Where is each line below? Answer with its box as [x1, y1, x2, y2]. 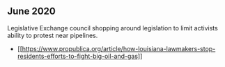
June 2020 [7, 6, 56, 17]
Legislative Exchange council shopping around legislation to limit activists [7, 23, 218, 32]
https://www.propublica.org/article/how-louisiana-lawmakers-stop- [22, 44, 216, 52]
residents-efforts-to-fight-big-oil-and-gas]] [17, 52, 143, 60]
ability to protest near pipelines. [7, 31, 98, 39]
